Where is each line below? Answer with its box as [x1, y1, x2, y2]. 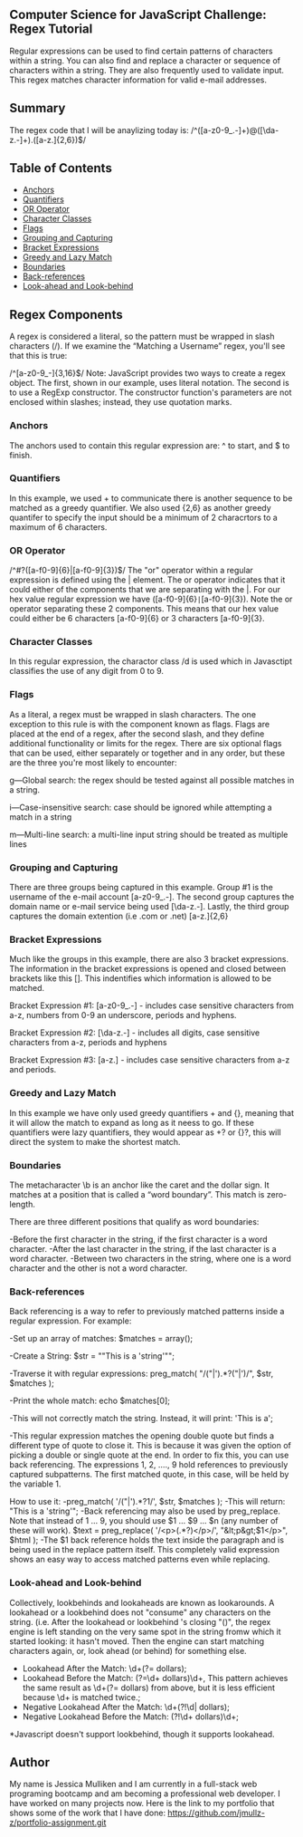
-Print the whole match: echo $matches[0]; [9, 1395, 170, 1407]
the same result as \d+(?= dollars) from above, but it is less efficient [22, 1682, 276, 1693]
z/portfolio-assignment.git [9, 1817, 107, 1828]
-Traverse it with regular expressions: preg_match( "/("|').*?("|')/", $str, [9, 1368, 274, 1380]
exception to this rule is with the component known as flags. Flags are [9, 718, 270, 729]
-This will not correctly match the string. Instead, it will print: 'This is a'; [9, 1413, 273, 1424]
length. [9, 1198, 36, 1209]
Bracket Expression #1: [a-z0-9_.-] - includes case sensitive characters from [9, 1000, 294, 1011]
